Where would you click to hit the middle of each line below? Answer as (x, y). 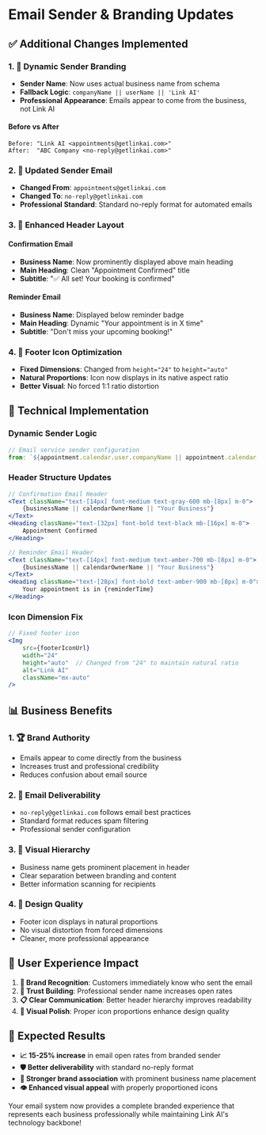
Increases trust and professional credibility (89, 766)
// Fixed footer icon (44, 634)
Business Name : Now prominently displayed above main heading (126, 261)
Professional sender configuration (75, 829)
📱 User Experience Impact (74, 964)
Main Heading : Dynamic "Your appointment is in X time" (111, 323)
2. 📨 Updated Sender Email (61, 170)
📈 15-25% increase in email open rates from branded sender (120, 1056)
